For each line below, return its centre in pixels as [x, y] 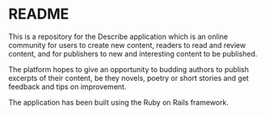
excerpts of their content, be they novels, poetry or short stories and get [128, 78]
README [39, 14]
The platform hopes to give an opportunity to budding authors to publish [128, 69]
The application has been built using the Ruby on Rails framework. [118, 102]
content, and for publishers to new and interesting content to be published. [133, 53]
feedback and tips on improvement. [67, 87]
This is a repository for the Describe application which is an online [118, 36]
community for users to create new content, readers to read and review [127, 45]
